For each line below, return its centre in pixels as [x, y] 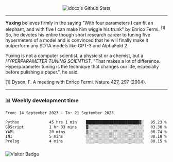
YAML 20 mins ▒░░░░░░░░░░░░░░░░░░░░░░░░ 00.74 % [86, 132]
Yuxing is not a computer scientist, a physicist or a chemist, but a [74, 56]
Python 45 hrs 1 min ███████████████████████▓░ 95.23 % [86, 122]
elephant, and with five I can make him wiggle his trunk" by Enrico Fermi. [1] [85, 29]
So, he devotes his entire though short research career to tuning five [78, 34]
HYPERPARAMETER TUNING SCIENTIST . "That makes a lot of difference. [83, 61]
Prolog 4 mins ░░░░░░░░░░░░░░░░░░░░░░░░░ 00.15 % [86, 141]
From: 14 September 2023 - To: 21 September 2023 [60, 113]
